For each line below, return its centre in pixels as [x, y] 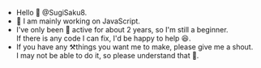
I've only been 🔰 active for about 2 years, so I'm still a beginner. [122, 30]
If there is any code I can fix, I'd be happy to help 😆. [103, 38]
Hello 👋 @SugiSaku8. [51, 13]
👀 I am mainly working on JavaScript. [78, 21]
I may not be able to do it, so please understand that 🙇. [107, 55]
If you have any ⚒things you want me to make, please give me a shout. [135, 47]
